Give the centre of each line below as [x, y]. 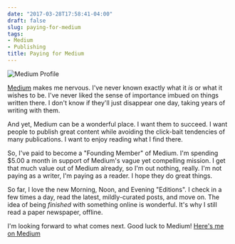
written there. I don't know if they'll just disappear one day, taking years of [116, 102]
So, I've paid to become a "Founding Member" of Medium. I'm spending [113, 153]
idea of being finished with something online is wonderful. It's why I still [112, 204]
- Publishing [27, 47]
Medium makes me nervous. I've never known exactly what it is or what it [115, 87]
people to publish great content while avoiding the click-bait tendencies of [116, 132]
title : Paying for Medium [46, 54]
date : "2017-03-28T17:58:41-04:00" [60, 14]
